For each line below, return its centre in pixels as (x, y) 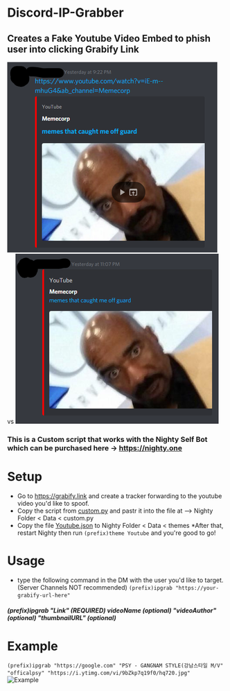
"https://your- (197, 588)
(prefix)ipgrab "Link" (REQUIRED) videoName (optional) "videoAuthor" (112, 611)
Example (33, 646)
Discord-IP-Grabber (65, 13)
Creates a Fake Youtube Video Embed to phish (109, 39)
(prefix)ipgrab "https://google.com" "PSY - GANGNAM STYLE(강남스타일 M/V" (115, 666)
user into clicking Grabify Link (73, 49)
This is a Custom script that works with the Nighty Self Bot (107, 439)
